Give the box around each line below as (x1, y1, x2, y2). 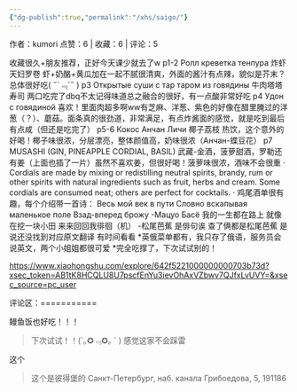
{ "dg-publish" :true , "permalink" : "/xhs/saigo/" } (9, 12, 189, 22)
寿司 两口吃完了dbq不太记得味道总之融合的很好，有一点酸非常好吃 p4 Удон (9, 90, 284, 101)
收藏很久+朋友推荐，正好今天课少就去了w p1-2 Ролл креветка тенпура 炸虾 (9, 57, 286, 67)
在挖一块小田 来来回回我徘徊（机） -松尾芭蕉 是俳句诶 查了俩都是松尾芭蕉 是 (9, 220, 288, 231)
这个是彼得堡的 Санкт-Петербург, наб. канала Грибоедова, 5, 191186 (30, 372, 286, 383)
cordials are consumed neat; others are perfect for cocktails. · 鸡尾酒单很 (9, 187, 277, 198)
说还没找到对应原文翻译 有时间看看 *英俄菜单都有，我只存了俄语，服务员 (9, 231, 274, 242)
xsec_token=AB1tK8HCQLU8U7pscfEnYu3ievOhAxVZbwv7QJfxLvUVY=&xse (9, 270, 288, 280)
